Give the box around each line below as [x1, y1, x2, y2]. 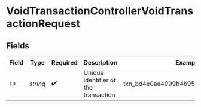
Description [83, 59, 118, 66]
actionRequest [6, 17, 81, 30]
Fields [6, 41, 30, 51]
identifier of [83, 76, 117, 84]
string [29, 80, 46, 88]
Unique [83, 69, 104, 77]
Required [51, 59, 78, 66]
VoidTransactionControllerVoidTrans [6, 4, 194, 18]
